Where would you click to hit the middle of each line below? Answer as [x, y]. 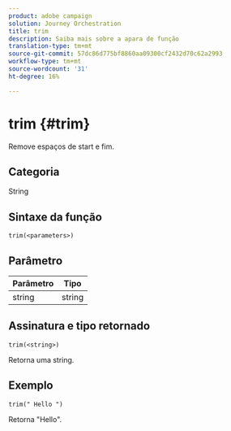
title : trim [28, 31]
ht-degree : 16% [34, 76]
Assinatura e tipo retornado [79, 326]
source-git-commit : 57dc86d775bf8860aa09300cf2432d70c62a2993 [115, 54]
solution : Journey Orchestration [65, 24]
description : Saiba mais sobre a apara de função [94, 39]
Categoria [34, 172]
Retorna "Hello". [35, 419]
